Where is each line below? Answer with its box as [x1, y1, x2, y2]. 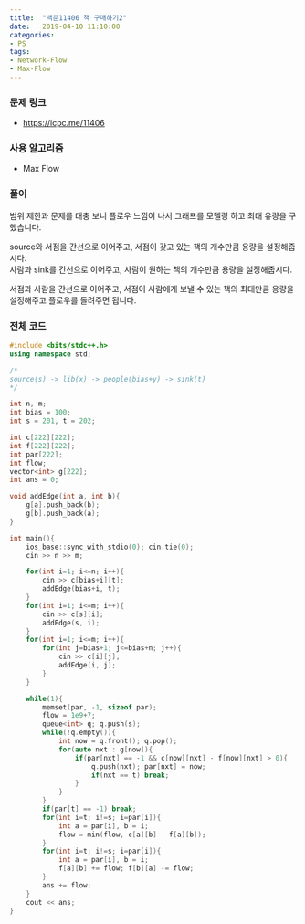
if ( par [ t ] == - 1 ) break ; [42, 804, 137, 814]
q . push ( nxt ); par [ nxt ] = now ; [90, 761, 206, 772]
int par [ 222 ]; [9, 449, 64, 459]
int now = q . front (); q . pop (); [58, 737, 178, 746]
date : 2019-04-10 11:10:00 [9, 22, 121, 31]
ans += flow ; [42, 880, 92, 890]
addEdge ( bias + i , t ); [42, 584, 121, 593]
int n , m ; [9, 399, 47, 409]
